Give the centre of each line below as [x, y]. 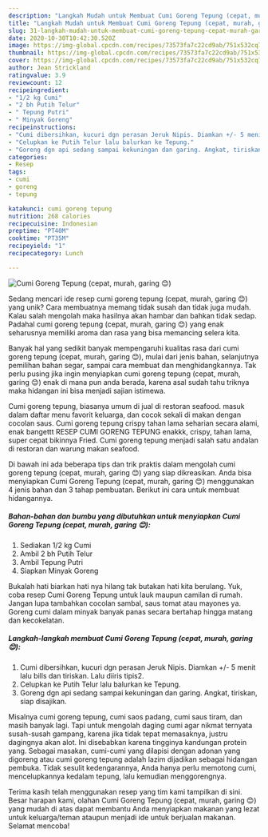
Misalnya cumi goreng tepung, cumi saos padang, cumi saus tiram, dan [125, 716]
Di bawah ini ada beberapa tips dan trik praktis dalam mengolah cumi [122, 464]
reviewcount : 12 [35, 82]
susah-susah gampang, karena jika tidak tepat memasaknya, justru [118, 734]
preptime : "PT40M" [39, 231]
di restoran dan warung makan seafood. [74, 448]
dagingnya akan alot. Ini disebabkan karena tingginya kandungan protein [128, 742]
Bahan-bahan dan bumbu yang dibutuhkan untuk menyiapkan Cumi [124, 516]
